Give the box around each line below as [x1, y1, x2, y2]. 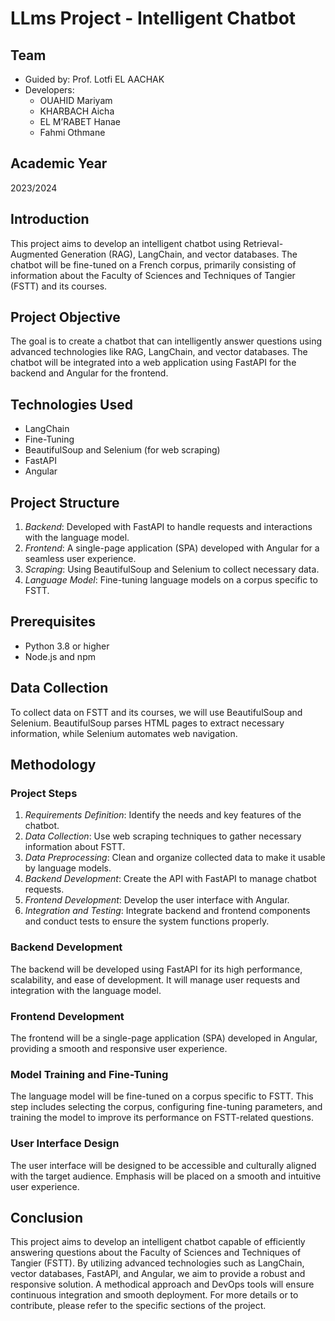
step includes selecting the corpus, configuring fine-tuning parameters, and [10, 1101, 323, 1113]
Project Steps [10, 787, 78, 800]
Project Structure [10, 494, 120, 511]
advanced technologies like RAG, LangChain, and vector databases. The [10, 346, 308, 358]
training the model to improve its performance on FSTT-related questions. [10, 1112, 314, 1124]
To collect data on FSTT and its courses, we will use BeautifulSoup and [10, 706, 303, 718]
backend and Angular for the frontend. [10, 367, 169, 379]
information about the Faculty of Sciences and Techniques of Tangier [10, 269, 296, 281]
